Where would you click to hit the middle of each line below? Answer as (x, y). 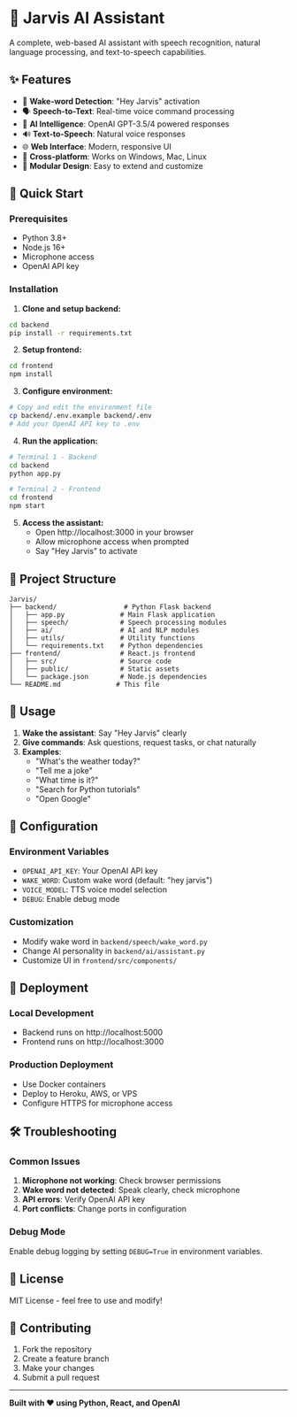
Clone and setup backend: (71, 308)
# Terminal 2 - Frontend (55, 489)
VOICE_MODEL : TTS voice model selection (95, 889)
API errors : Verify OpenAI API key (84, 1199)
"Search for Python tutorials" (88, 789)
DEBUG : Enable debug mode (71, 899)
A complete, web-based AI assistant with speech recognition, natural (135, 42)
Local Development (52, 1013)
